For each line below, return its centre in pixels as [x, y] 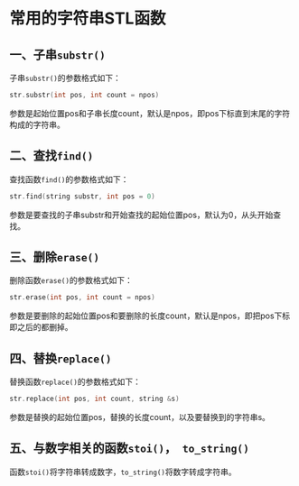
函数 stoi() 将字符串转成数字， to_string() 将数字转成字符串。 [123, 472]
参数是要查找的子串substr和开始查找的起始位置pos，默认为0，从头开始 [141, 215]
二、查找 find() [51, 156]
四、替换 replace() [61, 358]
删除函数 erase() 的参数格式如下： [71, 280]
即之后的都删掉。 [41, 327]
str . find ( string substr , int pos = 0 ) [82, 196]
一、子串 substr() [57, 55]
